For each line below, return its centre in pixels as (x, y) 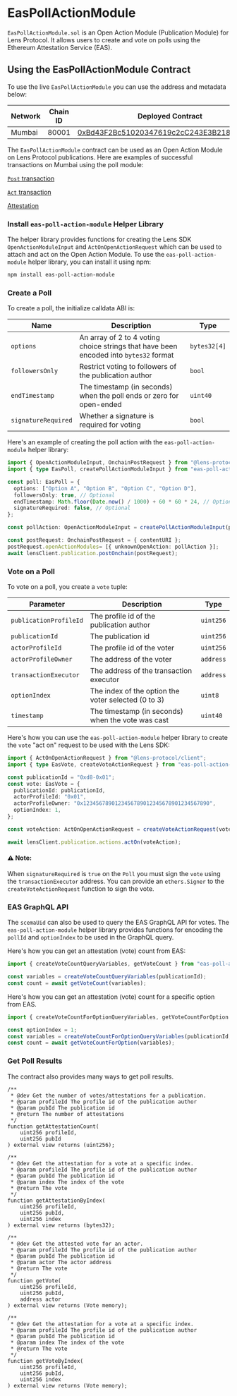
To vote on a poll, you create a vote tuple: (68, 587)
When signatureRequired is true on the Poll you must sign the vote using (114, 873)
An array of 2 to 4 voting (120, 338)
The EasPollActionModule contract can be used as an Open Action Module (115, 150)
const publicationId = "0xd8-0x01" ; (61, 777)
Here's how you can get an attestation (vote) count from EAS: (97, 951)
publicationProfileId (47, 621)
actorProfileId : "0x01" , (50, 797)
